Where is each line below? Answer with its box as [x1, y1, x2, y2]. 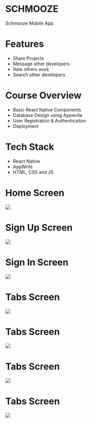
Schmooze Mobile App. [5, 20, 55, 26]
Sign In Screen [5, 256, 68, 268]
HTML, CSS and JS [12, 169, 54, 175]
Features [5, 38, 44, 50]
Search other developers [12, 72, 66, 78]
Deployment [12, 123, 39, 129]
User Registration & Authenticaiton [12, 117, 86, 124]
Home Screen [5, 187, 65, 199]
